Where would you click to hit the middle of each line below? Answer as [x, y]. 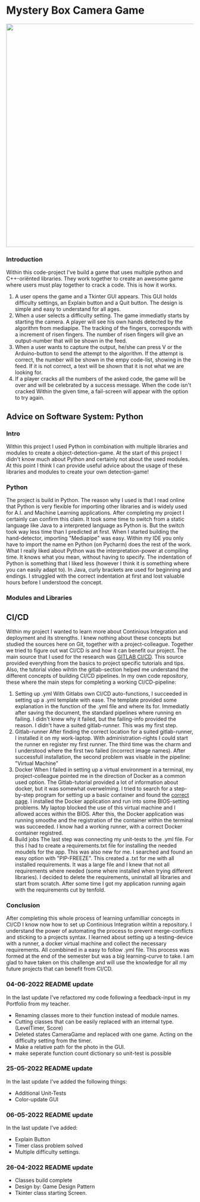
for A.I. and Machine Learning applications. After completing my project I [95, 513]
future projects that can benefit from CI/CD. [60, 969]
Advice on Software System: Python [75, 417]
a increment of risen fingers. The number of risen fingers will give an [99, 335]
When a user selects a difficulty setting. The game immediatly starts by [102, 316]
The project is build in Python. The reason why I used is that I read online [96, 500]
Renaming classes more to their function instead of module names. [97, 1015]
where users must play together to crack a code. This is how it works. [92, 285]
